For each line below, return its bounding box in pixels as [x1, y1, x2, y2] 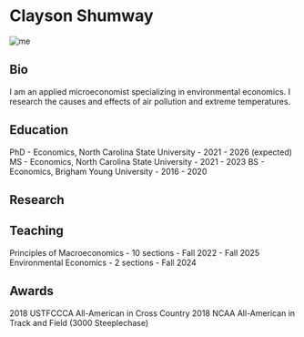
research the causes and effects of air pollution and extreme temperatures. [9, 96, 291, 107]
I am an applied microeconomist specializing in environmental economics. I [9, 86, 291, 97]
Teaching [9, 223, 64, 239]
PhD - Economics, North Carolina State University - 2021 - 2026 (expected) [9, 147, 293, 158]
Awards [9, 283, 55, 299]
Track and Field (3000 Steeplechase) [9, 317, 149, 328]
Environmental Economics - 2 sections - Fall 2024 [9, 257, 198, 268]
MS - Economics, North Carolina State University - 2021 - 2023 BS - [9, 156, 265, 167]
